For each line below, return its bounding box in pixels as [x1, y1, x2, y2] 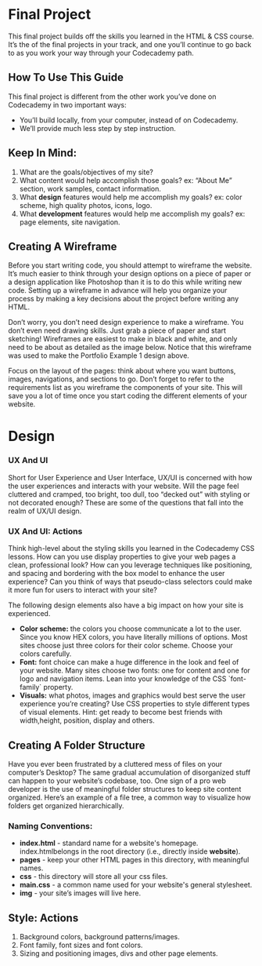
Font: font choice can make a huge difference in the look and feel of [19, 658, 239, 667]
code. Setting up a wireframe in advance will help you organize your [8, 286, 228, 295]
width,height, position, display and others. [19, 716, 155, 725]
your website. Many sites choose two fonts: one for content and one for [19, 665, 250, 676]
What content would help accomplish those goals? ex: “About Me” [19, 175, 232, 185]
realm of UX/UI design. [8, 506, 82, 516]
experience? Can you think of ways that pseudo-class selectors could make [8, 577, 253, 586]
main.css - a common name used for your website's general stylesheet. [19, 880, 253, 890]
